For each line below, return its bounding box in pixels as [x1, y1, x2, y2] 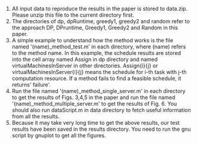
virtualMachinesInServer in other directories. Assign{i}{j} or [11, 62, 158, 69]
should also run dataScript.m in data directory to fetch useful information [11, 107, 191, 113]
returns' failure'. [11, 81, 51, 88]
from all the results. [11, 113, 60, 120]
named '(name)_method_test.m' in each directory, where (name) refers [11, 43, 186, 50]
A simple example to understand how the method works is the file [11, 37, 174, 44]
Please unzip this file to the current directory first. [11, 11, 134, 18]
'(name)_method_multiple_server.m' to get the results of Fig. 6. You [11, 100, 177, 107]
